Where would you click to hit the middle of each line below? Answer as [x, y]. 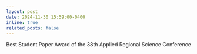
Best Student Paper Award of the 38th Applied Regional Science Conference [98, 45]
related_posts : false [33, 28]
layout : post [22, 11]
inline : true [22, 22]
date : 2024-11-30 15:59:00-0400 [46, 17]
